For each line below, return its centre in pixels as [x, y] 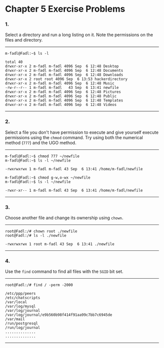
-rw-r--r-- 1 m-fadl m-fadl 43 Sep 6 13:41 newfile [62, 88]
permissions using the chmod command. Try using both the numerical [74, 137]
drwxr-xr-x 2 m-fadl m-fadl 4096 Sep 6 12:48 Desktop [62, 66]
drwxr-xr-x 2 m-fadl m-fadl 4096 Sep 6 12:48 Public [61, 96]
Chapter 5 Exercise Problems [65, 9]
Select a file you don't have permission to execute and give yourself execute [82, 132]
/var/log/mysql [20, 307]
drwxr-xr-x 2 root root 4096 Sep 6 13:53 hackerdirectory [66, 79]
